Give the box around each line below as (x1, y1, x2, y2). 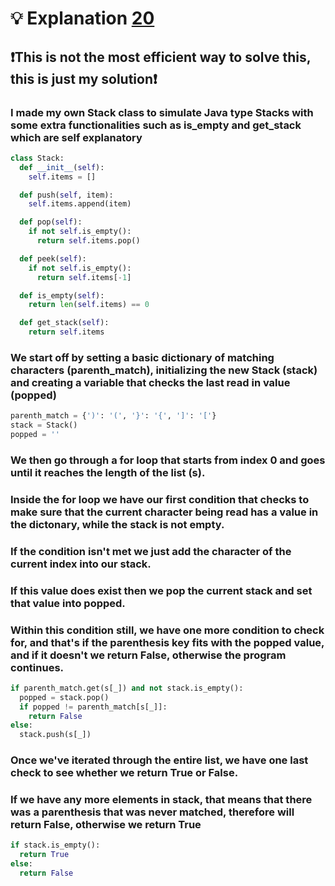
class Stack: (10, 153, 65, 163)
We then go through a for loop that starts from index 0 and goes (10, 453, 326, 467)
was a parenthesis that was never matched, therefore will (10, 805, 295, 819)
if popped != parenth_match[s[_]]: (19, 702, 168, 712)
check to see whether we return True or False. (10, 766, 239, 780)
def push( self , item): (19, 190, 114, 200)
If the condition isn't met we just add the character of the (10, 544, 292, 558)
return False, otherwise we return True (10, 818, 202, 831)
